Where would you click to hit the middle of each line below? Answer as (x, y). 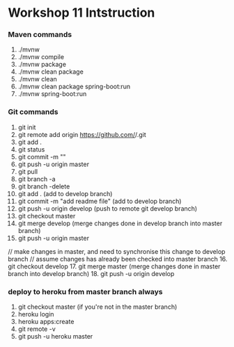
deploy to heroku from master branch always (85, 291)
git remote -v (37, 329)
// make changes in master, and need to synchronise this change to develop (117, 251)
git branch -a (37, 179)
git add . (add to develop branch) (65, 193)
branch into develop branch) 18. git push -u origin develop (91, 273)
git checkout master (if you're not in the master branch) (97, 307)
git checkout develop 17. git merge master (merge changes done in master (114, 266)
